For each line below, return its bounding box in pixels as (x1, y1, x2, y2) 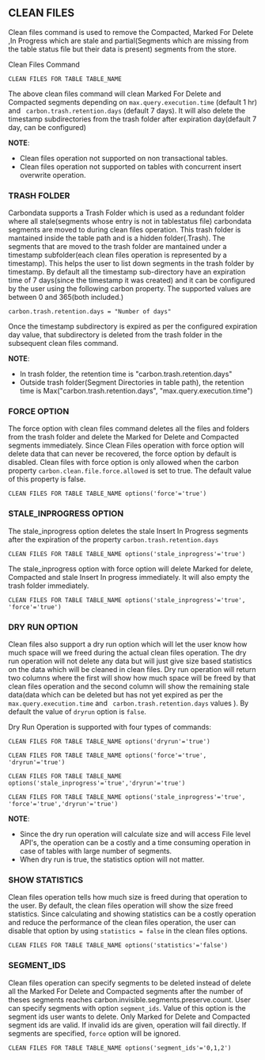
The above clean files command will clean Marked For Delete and (8, 89, 221, 98)
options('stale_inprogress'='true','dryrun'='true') (8, 779, 186, 787)
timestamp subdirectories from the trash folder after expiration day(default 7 (8, 114, 257, 124)
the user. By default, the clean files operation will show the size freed (8, 901, 233, 911)
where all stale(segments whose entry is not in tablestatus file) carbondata (8, 217, 252, 226)
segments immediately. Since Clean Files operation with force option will (8, 440, 245, 451)
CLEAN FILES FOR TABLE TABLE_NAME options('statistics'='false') (8, 942, 228, 950)
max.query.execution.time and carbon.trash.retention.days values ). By (8, 698, 249, 708)
